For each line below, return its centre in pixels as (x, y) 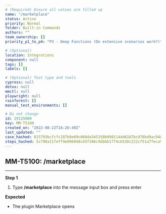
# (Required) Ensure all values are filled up (54, 10)
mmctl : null (17, 92)
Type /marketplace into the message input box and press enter (77, 187)
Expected (15, 197)
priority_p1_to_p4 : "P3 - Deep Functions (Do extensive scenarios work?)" (84, 42)
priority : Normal (23, 23)
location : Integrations (30, 55)
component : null (22, 60)
